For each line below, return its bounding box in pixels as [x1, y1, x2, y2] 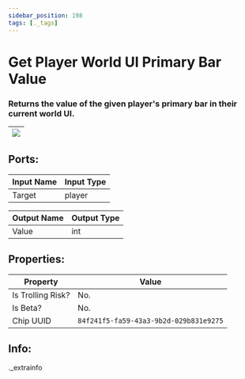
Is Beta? [12, 302, 42, 313]
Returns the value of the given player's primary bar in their [8, 98, 238, 109]
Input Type [64, 176, 107, 187]
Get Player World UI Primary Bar [8, 53, 222, 71]
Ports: [8, 153, 40, 166]
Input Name [12, 176, 58, 187]
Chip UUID [12, 315, 51, 326]
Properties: [8, 252, 65, 266]
